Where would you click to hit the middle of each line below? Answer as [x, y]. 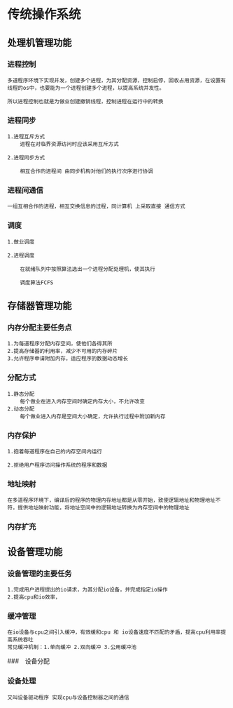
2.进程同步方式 [26, 158]
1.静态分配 [21, 394]
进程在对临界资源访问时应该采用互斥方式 [69, 145]
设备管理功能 [35, 552]
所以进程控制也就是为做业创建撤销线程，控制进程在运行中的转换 [85, 101]
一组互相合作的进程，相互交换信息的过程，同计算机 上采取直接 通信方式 [96, 207]
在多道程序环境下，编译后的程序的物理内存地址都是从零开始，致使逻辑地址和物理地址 [111, 500]
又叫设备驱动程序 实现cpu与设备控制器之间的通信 [68, 697]
